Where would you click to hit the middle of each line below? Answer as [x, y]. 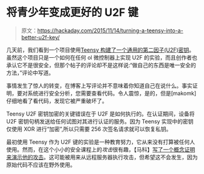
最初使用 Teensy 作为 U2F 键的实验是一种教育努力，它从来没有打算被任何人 [101, 142]
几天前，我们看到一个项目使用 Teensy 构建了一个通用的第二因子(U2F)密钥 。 [100, 50]
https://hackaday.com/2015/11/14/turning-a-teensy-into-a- [110, 30]
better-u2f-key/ [40, 37]
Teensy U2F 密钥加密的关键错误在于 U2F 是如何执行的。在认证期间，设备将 [100, 114]
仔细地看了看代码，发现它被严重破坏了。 [57, 100]
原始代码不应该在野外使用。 [41, 164]
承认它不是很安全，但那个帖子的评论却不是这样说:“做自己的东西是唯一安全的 [101, 65]
